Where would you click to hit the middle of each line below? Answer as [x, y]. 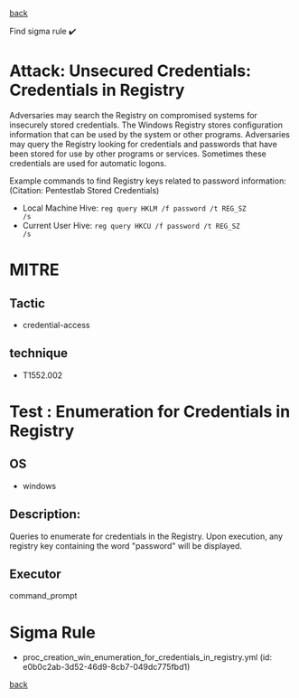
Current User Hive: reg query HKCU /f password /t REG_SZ [131, 225]
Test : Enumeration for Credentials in [150, 411]
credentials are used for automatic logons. [88, 163]
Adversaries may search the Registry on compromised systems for [133, 115]
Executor [35, 574]
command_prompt [43, 596]
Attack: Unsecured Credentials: [130, 71]
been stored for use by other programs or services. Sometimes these [138, 154]
